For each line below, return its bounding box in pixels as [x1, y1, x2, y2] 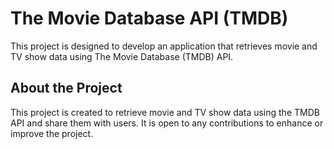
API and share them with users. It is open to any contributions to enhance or [10, 117, 324, 129]
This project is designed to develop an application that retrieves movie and [10, 40, 318, 52]
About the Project [10, 80, 123, 97]
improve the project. [10, 127, 94, 139]
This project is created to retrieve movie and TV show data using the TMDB [10, 106, 320, 118]
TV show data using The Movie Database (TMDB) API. [10, 50, 234, 62]
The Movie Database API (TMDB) [10, 7, 289, 30]
